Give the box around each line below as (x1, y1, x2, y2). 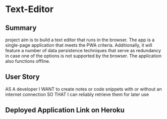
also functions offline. (5, 58, 50, 64)
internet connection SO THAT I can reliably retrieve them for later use (5, 91, 149, 97)
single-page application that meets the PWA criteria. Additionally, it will (5, 42, 152, 48)
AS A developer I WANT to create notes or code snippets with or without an (5, 86, 162, 92)
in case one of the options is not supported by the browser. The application (5, 53, 161, 59)
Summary (5, 24, 37, 32)
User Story (5, 73, 40, 81)
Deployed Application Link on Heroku (5, 106, 125, 114)
